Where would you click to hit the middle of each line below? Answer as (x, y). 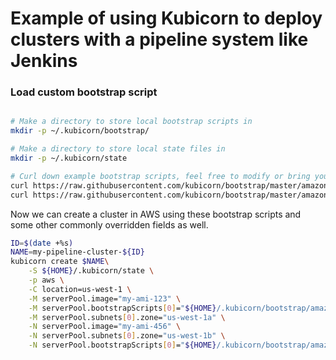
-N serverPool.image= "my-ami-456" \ (105, 327)
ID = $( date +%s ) (42, 243)
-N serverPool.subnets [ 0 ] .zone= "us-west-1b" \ (127, 336)
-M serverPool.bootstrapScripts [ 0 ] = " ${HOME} (122, 308)
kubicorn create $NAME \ (60, 262)
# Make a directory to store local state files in (118, 149)
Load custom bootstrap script (84, 92)
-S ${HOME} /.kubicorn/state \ (91, 271)
